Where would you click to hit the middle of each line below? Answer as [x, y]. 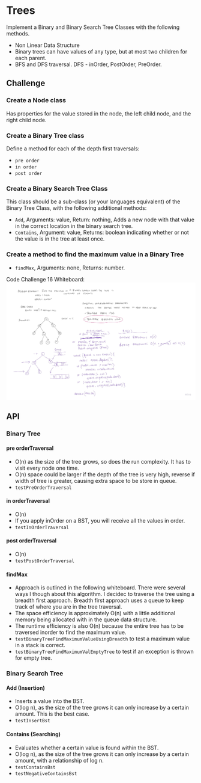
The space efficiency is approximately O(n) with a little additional [95, 613]
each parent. [31, 58]
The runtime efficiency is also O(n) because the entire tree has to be [99, 626]
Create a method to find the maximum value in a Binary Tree [95, 254]
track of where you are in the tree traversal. [68, 607]
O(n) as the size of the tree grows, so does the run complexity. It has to [103, 461]
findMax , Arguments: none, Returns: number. [70, 268]
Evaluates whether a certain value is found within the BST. [87, 748]
